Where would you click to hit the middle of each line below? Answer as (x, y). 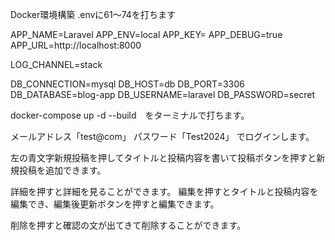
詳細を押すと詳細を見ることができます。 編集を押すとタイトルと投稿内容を (164, 191)
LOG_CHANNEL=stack (56, 64)
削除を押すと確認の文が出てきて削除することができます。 (128, 225)
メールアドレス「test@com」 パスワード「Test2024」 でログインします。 (162, 136)
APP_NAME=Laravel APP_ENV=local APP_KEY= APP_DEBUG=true (146, 34)
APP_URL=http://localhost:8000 (76, 45)
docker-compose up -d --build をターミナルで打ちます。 (130, 115)
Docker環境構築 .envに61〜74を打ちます (93, 14)
